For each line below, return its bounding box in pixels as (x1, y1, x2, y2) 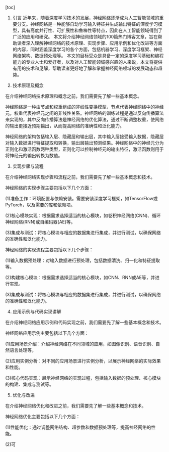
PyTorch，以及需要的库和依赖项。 (5, 202, 75, 208)
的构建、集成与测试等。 (5, 381, 54, 387)
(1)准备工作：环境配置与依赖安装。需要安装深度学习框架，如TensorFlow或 (5, 196, 158, 201)
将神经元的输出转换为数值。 (5, 153, 63, 158)
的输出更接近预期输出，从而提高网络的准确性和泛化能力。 (5, 123, 124, 128)
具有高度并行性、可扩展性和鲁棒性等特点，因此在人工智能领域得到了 (21, 27, 162, 33)
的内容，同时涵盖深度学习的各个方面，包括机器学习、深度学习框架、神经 (12, 47, 162, 52)
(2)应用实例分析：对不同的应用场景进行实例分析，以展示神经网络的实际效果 (5, 358, 161, 364)
